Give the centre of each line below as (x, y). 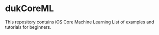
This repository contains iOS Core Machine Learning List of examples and (80, 22)
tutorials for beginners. (28, 27)
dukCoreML (29, 9)
